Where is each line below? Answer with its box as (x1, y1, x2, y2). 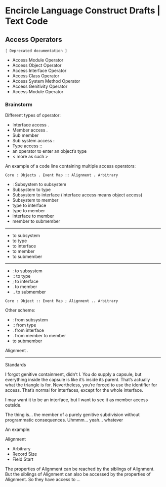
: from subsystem (12, 317, 48, 323)
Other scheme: (5, 307, 36, 313)
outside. (5, 402, 22, 408)
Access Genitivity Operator (12, 83, 68, 89)
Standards (5, 362, 26, 368)
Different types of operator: (5, 112, 61, 119)
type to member (12, 208, 45, 214)
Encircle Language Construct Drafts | (5, 5, 161, 16)
